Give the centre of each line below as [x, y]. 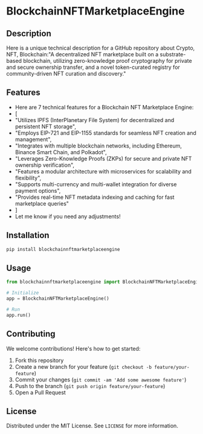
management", [33, 139]
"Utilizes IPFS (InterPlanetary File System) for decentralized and [95, 120]
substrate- [173, 54]
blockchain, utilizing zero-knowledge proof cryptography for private [108, 61]
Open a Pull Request [40, 392]
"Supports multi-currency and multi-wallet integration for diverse [96, 184]
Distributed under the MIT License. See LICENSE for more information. [92, 426]
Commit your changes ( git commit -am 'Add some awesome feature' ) [101, 380]
